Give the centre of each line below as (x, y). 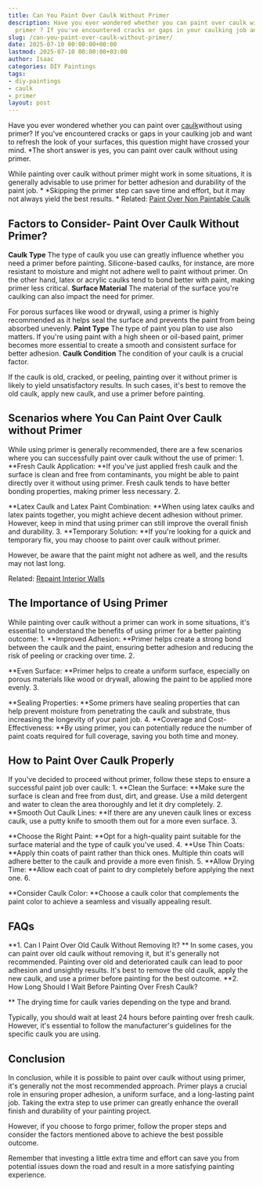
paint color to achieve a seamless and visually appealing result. (110, 902)
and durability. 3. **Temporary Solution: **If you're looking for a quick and (130, 531)
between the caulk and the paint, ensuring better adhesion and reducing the (131, 647)
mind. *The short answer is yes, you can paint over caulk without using (123, 151)
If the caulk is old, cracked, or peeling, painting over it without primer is (123, 377)
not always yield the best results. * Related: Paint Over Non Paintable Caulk (129, 199)
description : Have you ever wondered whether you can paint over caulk (127, 23)
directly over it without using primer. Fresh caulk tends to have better (119, 483)
